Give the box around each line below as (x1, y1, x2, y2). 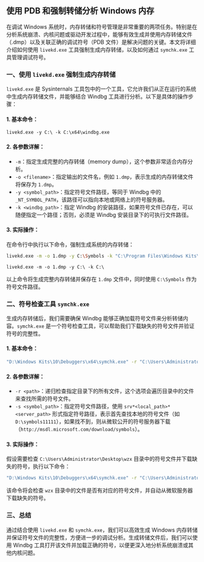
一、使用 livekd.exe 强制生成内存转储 (6, 70, 116, 79)
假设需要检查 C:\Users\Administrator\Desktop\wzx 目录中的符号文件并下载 (6, 455, 192, 463)
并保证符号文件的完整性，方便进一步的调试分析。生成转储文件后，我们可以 (6, 533, 192, 541)
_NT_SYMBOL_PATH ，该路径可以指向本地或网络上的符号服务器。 (15, 195, 168, 203)
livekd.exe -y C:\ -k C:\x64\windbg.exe (6, 130, 110, 136)
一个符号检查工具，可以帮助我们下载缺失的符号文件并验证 (50, 322, 195, 329)
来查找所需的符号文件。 (15, 395, 74, 402)
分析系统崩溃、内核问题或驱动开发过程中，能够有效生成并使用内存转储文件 (6, 30, 192, 38)
